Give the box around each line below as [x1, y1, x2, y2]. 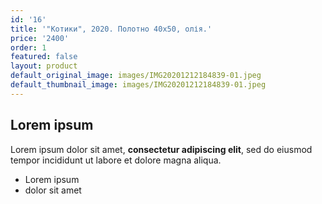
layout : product [10, 61, 78, 71]
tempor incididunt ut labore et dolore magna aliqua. [10, 154, 222, 166]
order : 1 [10, 42, 47, 53]
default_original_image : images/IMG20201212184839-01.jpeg [10, 71, 262, 81]
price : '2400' [10, 33, 70, 43]
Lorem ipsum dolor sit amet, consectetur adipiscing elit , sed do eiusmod [10, 143, 313, 155]
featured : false [10, 52, 78, 62]
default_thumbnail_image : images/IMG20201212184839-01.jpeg [10, 80, 267, 90]
